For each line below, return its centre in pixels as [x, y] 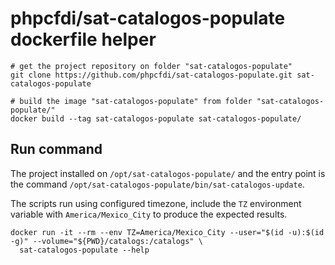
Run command [56, 149]
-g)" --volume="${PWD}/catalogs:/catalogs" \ [106, 241]
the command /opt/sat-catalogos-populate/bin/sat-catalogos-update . [157, 184]
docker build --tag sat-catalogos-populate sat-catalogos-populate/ [156, 118]
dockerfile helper [83, 39]
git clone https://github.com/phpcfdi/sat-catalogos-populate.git [151, 75]
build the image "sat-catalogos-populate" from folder [136, 101]
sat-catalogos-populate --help [84, 250]
